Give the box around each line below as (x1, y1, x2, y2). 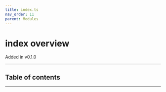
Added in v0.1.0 (5, 54, 37, 60)
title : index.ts (5, 7, 39, 12)
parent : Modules (5, 16, 39, 21)
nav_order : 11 (5, 12, 35, 17)
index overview (5, 38, 70, 49)
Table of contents (5, 73, 60, 82)
